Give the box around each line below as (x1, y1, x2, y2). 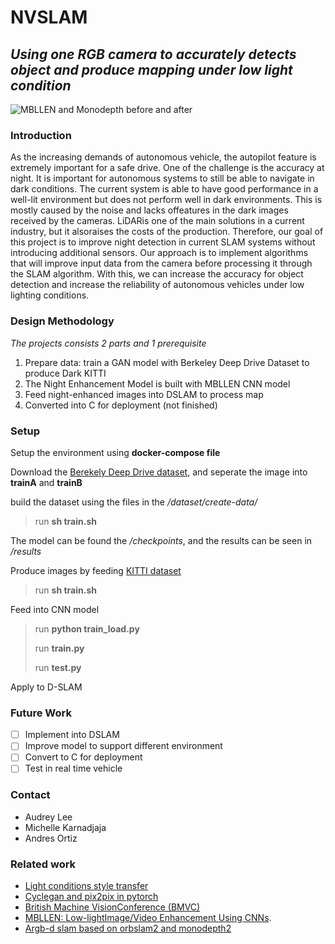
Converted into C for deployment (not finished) (24, 399, 218, 411)
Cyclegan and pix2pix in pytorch (24, 891, 159, 903)
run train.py (34, 642, 85, 654)
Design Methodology (10, 314, 115, 328)
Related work (10, 857, 77, 871)
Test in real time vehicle (24, 762, 123, 775)
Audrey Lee (24, 811, 73, 823)
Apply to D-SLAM (10, 681, 83, 693)
